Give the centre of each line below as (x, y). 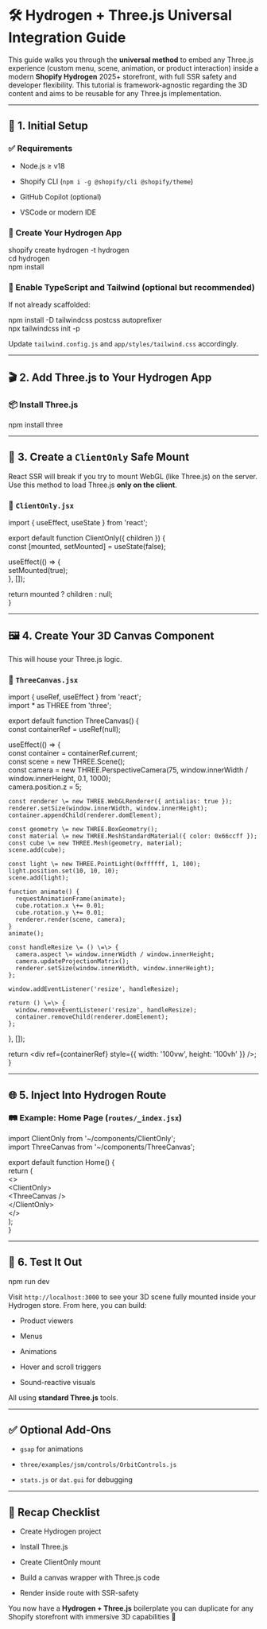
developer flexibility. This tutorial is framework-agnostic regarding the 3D (128, 85)
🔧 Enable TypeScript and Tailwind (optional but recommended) (132, 287)
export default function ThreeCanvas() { (74, 721)
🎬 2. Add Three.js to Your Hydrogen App (110, 377)
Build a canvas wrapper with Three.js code (90, 1577)
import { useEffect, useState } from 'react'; (78, 523)
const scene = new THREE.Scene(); (67, 762)
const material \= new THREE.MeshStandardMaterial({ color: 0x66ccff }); (133, 836)
